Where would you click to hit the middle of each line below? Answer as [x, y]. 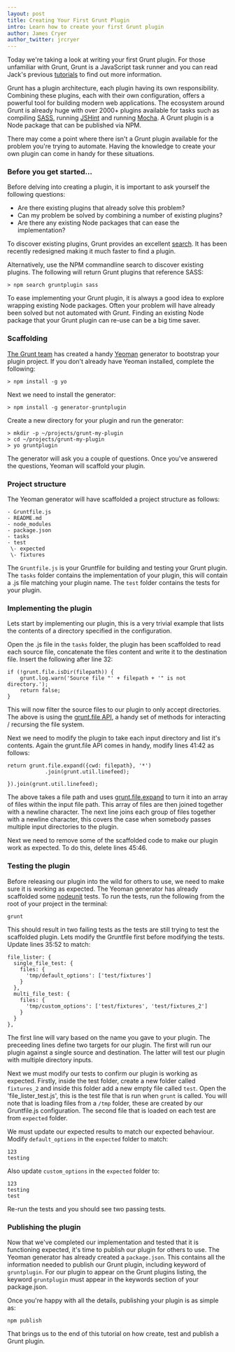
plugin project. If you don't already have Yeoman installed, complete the [111, 361]
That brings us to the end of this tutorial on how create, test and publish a [113, 1333]
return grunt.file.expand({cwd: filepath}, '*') [79, 766]
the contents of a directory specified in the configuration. [90, 631]
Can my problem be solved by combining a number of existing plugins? [120, 216]
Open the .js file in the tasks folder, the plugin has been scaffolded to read [114, 645]
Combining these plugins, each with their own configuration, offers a [106, 96]
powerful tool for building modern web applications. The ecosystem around [116, 103]
